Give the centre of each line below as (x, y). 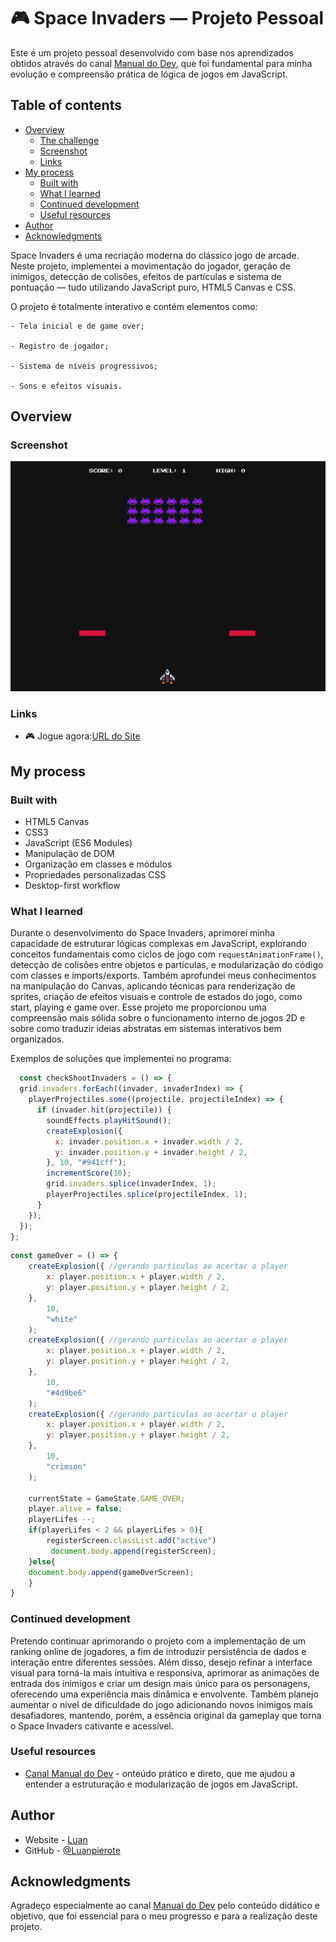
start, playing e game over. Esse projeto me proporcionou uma (138, 1007)
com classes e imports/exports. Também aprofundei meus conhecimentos (163, 976)
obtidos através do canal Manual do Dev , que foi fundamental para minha (161, 63)
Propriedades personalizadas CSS (95, 875)
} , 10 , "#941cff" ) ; (87, 1163)
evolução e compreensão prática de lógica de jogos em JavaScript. (149, 74)
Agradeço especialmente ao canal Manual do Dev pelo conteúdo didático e (165, 1906)
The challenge (69, 140)
